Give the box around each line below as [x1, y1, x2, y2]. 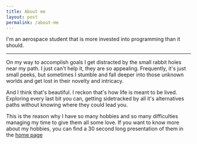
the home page [6, 132, 43, 139]
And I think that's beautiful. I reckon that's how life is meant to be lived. [6, 89, 178, 96]
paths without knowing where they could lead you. [6, 101, 128, 109]
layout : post [6, 14, 38, 20]
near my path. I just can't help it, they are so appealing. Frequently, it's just [6, 65, 186, 72]
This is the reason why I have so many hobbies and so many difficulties [6, 113, 178, 120]
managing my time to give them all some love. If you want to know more [6, 119, 180, 126]
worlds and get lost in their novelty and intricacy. [6, 78, 124, 85]
